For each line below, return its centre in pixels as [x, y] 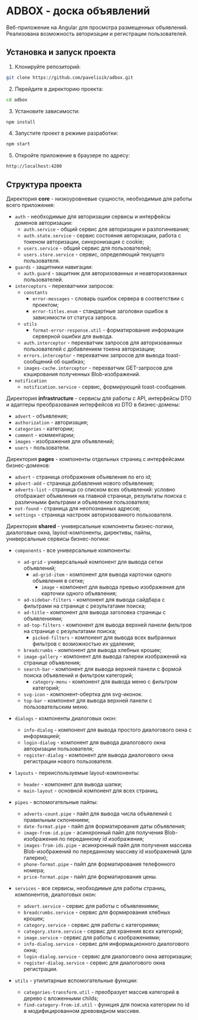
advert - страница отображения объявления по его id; [83, 477]
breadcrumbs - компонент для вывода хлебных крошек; [92, 650]
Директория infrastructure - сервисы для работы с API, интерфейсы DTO [99, 398]
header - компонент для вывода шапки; [73, 784]
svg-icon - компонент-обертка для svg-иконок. [83, 694]
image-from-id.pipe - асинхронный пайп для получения [93, 832]
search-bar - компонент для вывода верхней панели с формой [103, 669]
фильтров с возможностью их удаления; [84, 644]
